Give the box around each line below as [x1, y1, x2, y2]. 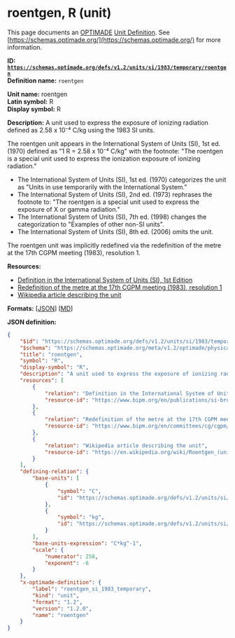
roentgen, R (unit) [7, 5, 112, 21]
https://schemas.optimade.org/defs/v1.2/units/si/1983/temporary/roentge [7, 64, 227, 71]
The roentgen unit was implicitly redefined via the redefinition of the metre [7, 240, 222, 250]
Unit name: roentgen [7, 90, 68, 98]
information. [7, 43, 43, 51]
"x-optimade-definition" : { [20, 579, 101, 586]
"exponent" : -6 [44, 559, 90, 566]
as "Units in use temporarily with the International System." [17, 182, 187, 191]
